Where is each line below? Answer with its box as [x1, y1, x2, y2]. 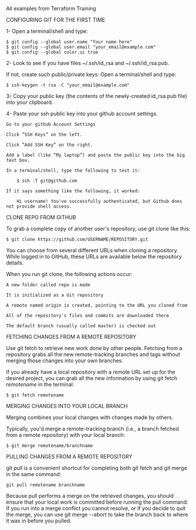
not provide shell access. [6, 203, 72, 209]
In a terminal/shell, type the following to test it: [6, 168, 141, 174]
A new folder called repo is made [6, 282, 91, 288]
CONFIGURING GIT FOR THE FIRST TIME [6, 16, 106, 23]
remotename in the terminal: [6, 381, 75, 388]
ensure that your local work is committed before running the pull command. [6, 498, 188, 505]
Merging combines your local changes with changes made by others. [6, 414, 174, 421]
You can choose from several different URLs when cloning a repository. [6, 247, 179, 254]
